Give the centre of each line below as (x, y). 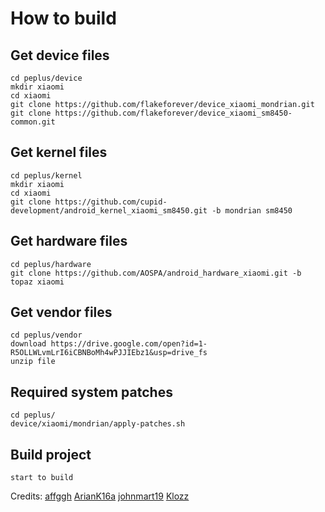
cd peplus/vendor (46, 335)
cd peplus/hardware (51, 264)
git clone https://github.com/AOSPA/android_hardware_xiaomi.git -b (156, 273)
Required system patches (91, 392)
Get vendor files (61, 312)
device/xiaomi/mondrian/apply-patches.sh (98, 424)
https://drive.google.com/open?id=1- (129, 344)
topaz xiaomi (37, 282)
